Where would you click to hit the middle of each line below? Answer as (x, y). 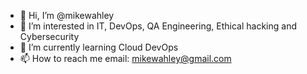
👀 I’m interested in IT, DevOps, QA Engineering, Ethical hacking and (158, 26)
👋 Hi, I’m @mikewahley (67, 15)
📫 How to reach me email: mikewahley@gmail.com (125, 58)
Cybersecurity (49, 36)
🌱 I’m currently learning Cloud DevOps (99, 47)
